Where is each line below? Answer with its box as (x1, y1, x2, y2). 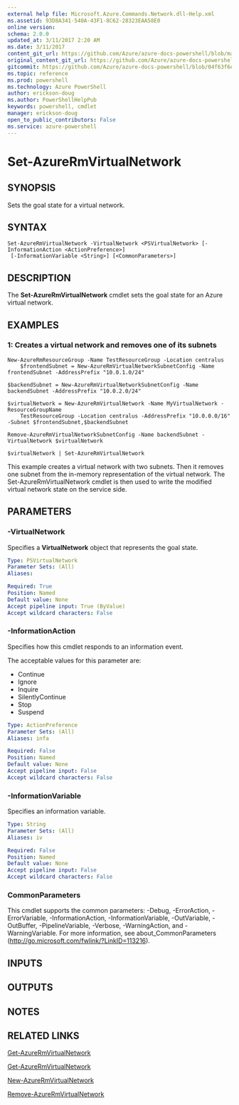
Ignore (17, 677, 38, 686)
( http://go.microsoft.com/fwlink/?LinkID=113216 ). (7, 936, 151, 945)
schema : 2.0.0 (7, 30, 50, 38)
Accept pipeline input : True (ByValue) (7, 603, 126, 610)
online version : (7, 23, 55, 31)
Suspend (17, 707, 45, 716)
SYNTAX (7, 221, 48, 233)
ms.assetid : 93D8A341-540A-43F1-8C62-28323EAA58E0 (7, 17, 161, 24)
